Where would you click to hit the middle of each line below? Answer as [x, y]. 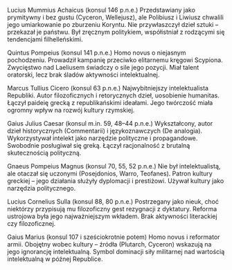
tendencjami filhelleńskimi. [45, 39]
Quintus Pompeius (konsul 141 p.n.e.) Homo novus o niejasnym [97, 52]
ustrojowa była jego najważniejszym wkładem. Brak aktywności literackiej [112, 216]
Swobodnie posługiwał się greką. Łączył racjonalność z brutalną [99, 145]
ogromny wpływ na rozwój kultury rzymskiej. [71, 110]
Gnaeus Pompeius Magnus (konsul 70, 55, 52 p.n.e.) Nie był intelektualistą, [114, 166]
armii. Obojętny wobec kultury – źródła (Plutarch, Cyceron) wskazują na [109, 244]
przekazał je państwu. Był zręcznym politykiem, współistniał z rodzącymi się [116, 32]
